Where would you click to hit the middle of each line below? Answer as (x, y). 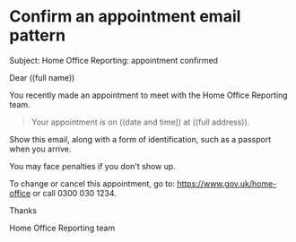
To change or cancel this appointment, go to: (92, 183)
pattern (37, 35)
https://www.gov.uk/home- (226, 183)
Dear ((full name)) (42, 77)
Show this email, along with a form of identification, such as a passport (140, 139)
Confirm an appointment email (125, 17)
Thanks (23, 210)
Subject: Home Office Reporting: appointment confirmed (113, 60)
